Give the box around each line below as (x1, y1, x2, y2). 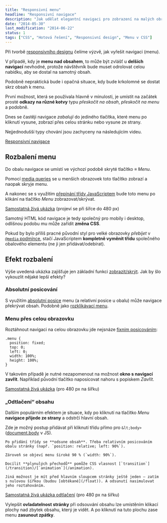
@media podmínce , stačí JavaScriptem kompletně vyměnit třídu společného (5, 235, 160, 242)
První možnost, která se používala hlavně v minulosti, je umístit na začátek (5, 93, 158, 100)
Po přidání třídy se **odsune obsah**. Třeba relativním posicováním (5, 439, 153, 445)
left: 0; (9, 349, 28, 354)
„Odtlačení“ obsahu (5, 398, 54, 405)
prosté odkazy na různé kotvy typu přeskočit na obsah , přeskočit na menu (5, 99, 160, 105)
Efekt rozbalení (5, 255, 53, 264)
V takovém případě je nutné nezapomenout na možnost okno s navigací (5, 371, 153, 377)
